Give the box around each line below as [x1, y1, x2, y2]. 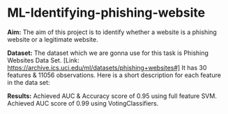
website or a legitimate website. [7, 35, 99, 43]
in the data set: [7, 78, 50, 86]
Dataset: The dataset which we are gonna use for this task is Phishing [7, 49, 209, 57]
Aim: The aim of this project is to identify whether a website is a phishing [7, 28, 218, 36]
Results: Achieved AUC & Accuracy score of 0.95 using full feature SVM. [7, 92, 218, 100]
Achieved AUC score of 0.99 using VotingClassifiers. [7, 99, 159, 107]
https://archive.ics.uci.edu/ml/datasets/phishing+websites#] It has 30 [7, 63, 207, 72]
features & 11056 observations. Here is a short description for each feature [7, 71, 222, 79]
